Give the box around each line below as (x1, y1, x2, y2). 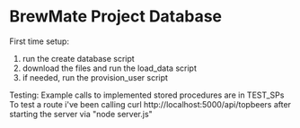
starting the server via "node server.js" (9, 108, 153, 119)
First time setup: (9, 36, 70, 47)
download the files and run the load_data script (22, 63, 198, 73)
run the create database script (22, 53, 135, 64)
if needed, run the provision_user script (22, 72, 169, 82)
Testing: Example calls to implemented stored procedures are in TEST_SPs (9, 90, 285, 100)
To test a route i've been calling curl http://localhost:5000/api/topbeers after (9, 98, 292, 109)
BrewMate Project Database (9, 6, 223, 27)
